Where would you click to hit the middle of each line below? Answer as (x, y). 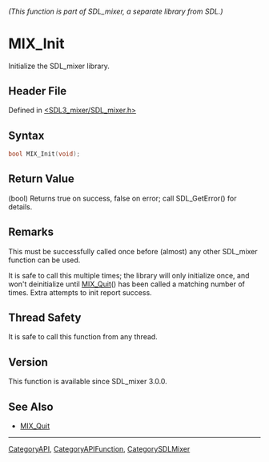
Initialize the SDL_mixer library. (59, 66)
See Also (31, 406)
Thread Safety (45, 318)
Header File (38, 91)
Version (28, 362)
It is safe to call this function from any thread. (83, 337)
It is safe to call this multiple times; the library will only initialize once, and (129, 275)
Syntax (26, 135)
